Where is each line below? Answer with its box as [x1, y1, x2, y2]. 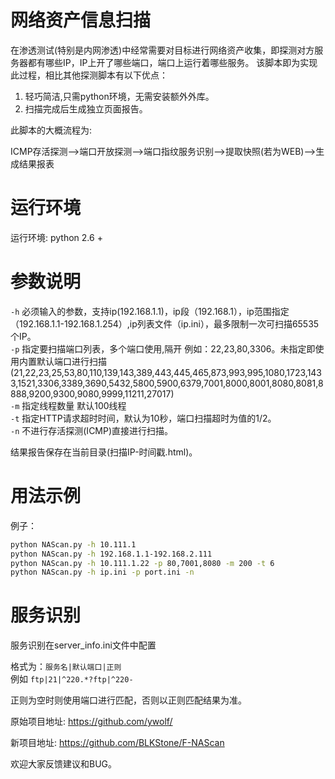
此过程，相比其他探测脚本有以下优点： [10, 69, 168, 81]
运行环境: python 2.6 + [10, 231, 103, 243]
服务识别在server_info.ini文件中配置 [10, 639, 157, 651]
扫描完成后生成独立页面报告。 [24, 102, 148, 115]
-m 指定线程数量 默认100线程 [10, 399, 127, 411]
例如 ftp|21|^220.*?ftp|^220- [10, 673, 134, 685]
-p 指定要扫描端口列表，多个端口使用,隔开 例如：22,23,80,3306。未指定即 [10, 342, 316, 355]
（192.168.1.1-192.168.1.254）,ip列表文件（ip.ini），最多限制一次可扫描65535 [10, 317, 320, 330]
